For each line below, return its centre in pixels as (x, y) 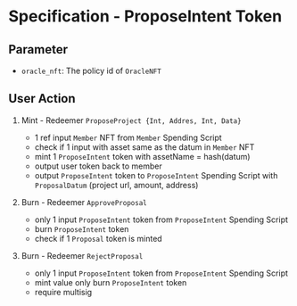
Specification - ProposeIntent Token (145, 17)
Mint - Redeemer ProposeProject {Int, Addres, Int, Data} (131, 120)
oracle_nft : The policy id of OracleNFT (91, 70)
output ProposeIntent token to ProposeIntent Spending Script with (156, 175)
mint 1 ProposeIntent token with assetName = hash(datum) (142, 156)
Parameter (38, 50)
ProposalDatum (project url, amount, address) (116, 185)
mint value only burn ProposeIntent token (111, 282)
